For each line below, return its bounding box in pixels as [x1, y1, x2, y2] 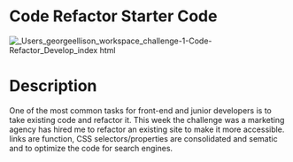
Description [9, 76, 97, 96]
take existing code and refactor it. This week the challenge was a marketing [9, 114, 285, 125]
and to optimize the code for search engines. [9, 143, 173, 153]
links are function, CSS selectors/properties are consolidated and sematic [9, 133, 278, 143]
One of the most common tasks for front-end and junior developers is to [9, 104, 272, 116]
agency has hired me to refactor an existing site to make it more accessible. [9, 124, 285, 135]
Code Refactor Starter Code [9, 6, 218, 27]
